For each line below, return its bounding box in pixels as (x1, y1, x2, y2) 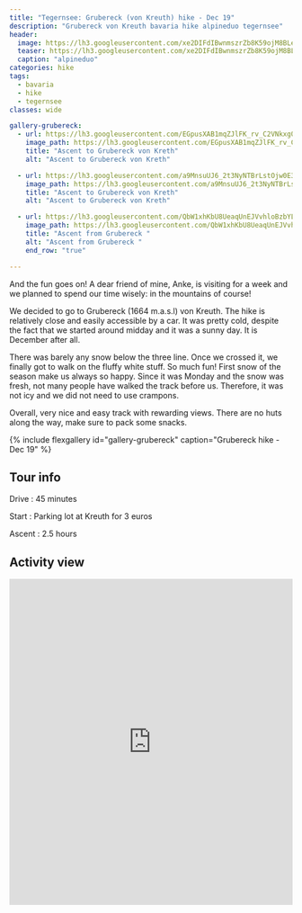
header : (9, 30, 39, 39)
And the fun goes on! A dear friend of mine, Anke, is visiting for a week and (9, 278, 289, 289)
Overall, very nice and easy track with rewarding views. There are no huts (9, 407, 282, 418)
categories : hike (9, 64, 75, 73)
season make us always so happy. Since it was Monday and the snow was (9, 371, 285, 381)
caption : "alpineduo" (17, 55, 99, 64)
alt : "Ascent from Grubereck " (25, 237, 143, 246)
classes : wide (9, 105, 63, 114)
